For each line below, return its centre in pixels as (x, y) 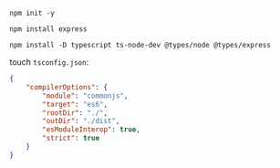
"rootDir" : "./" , (75, 113)
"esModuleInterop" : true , (92, 130)
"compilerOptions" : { (67, 87)
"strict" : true (71, 138)
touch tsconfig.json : (49, 62)
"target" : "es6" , (75, 104)
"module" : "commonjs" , (85, 96)
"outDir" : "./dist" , (81, 121)
